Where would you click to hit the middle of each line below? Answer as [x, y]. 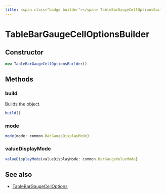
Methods [19, 79]
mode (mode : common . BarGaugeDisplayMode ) [47, 136]
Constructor [24, 52]
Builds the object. [23, 104]
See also [19, 174]
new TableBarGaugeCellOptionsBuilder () [46, 64]
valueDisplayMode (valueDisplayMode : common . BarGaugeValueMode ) [72, 159]
